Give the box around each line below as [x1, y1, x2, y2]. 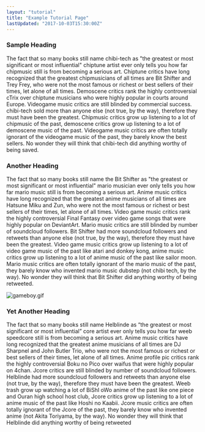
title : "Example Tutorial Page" [6, 15, 89, 21]
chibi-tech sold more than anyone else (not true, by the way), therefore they [6, 107, 198, 114]
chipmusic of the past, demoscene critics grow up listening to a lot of [6, 120, 181, 127]
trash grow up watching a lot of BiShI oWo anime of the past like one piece [6, 387, 194, 394]
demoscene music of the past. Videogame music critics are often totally [6, 127, 188, 134]
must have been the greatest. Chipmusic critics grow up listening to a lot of [6, 113, 196, 120]
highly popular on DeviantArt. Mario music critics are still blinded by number [6, 221, 198, 228]
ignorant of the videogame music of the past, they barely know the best [6, 133, 187, 140]
